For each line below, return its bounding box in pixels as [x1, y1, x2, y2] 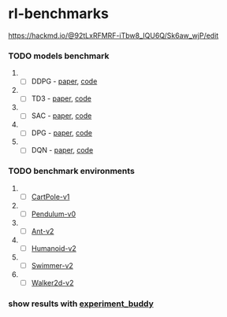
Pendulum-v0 [31, 209, 76, 219]
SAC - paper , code [31, 111, 92, 120]
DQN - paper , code [31, 146, 94, 155]
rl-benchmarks [8, 5, 109, 23]
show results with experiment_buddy [8, 298, 154, 309]
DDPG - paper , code [31, 76, 98, 87]
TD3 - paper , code [31, 94, 92, 103]
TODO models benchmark [8, 50, 110, 61]
